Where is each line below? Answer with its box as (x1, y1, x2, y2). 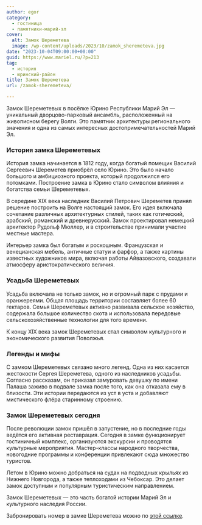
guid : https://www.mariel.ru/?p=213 (6, 54, 99, 60)
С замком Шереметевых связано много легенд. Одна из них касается (6, 363, 189, 371)
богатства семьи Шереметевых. (6, 185, 90, 193)
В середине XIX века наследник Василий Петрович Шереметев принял (6, 198, 192, 205)
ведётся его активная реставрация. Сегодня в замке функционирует (6, 431, 186, 439)
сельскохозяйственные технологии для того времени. (6, 316, 148, 323)
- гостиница (12, 20, 43, 26)
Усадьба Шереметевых (6, 276, 80, 285)
